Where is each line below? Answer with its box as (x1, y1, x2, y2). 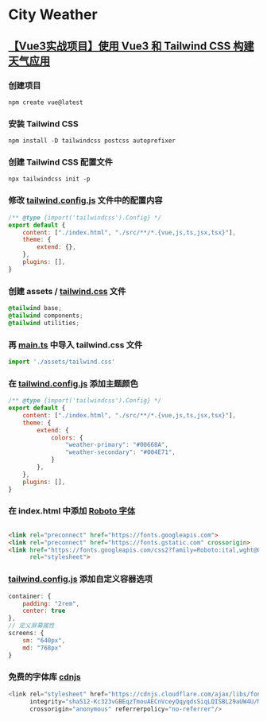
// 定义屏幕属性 (8, 622, 55, 630)
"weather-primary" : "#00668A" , (64, 441, 169, 449)
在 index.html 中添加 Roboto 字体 (8, 506, 136, 517)
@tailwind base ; (8, 304, 62, 312)
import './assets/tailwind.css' (8, 358, 115, 366)
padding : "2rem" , (22, 599, 80, 607)
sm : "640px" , (22, 636, 66, 645)
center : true (22, 607, 66, 615)
